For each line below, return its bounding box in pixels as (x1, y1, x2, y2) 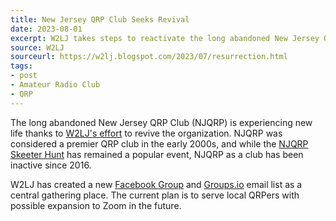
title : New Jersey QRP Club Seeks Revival (10, 14, 190, 25)
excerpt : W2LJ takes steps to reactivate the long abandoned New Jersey (10, 33, 320, 43)
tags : (10, 61, 33, 71)
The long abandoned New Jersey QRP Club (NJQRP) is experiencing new (10, 116, 313, 128)
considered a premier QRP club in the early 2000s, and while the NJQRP (10, 137, 309, 150)
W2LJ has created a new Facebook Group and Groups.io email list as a (10, 178, 303, 190)
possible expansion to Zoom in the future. (10, 199, 182, 211)
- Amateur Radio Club (10, 80, 101, 90)
